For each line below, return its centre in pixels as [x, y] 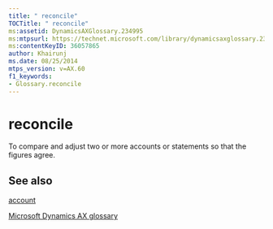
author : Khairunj [38, 54]
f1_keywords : [30, 76]
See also [30, 181]
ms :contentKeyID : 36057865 [54, 46]
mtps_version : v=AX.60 [47, 69]
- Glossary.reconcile [45, 84]
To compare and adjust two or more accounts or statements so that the [128, 146]
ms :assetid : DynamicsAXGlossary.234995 [76, 31]
